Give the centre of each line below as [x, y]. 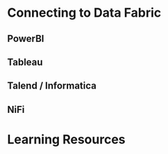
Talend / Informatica [52, 86]
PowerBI [26, 39]
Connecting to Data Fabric [84, 13]
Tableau [25, 62]
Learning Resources [66, 139]
